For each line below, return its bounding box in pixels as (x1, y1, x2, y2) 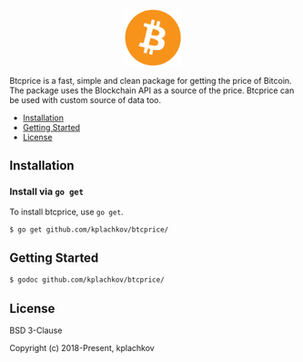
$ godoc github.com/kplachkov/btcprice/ (9, 275, 166, 284)
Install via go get (9, 185, 85, 198)
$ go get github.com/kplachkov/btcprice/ (9, 224, 169, 234)
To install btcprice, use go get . (9, 206, 124, 217)
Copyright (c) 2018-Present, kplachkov (9, 343, 155, 354)
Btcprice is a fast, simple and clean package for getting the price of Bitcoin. (9, 76, 293, 86)
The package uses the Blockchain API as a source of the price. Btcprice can (9, 85, 295, 96)
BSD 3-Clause (9, 325, 63, 336)
